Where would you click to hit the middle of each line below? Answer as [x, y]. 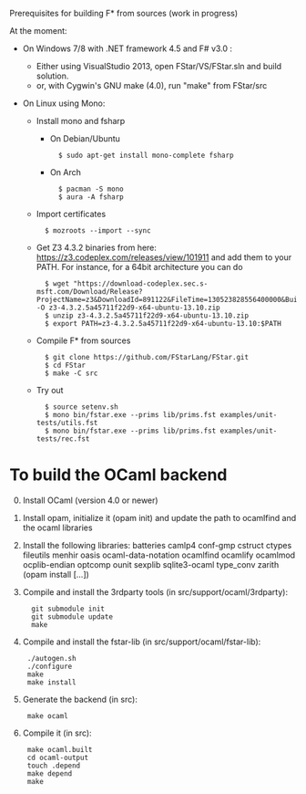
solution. [52, 76]
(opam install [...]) [56, 574]
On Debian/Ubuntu [85, 139]
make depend [50, 773]
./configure [50, 666]
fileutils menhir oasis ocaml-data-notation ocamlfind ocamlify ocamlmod [159, 555]
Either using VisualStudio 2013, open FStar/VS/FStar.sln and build [159, 66]
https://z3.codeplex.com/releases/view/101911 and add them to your [164, 257]
